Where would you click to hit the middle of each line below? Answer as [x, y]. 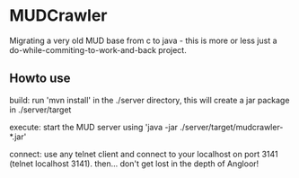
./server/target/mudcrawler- [231, 127]
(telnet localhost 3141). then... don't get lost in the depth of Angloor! [134, 164]
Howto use [40, 79]
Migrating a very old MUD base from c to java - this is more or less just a [143, 40]
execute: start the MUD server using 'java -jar [93, 127]
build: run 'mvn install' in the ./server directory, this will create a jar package [149, 100]
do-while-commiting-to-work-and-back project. [98, 49]
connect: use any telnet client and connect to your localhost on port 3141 [144, 154]
